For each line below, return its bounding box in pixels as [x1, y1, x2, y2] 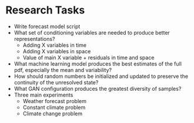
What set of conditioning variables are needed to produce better [14, 29, 170, 36]
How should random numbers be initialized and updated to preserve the [14, 73, 189, 80]
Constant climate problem [22, 104, 86, 111]
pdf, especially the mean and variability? [14, 66, 112, 73]
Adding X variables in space [22, 47, 91, 54]
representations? [14, 35, 55, 42]
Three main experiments [14, 91, 73, 98]
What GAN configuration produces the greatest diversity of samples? [14, 85, 182, 92]
